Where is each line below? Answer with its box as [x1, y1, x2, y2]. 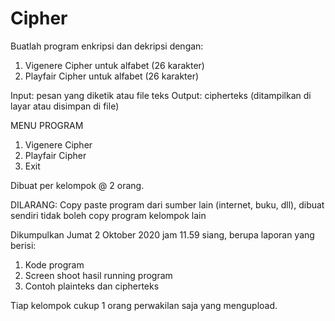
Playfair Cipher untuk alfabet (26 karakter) [24, 70, 200, 82]
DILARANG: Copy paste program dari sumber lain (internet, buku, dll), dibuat [10, 198, 325, 211]
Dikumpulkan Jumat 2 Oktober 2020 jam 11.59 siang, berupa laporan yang [10, 228, 315, 241]
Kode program [24, 258, 85, 271]
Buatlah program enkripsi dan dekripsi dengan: [10, 40, 204, 52]
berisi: [10, 239, 37, 251]
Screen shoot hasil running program [24, 269, 173, 281]
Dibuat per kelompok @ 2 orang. [10, 179, 145, 191]
